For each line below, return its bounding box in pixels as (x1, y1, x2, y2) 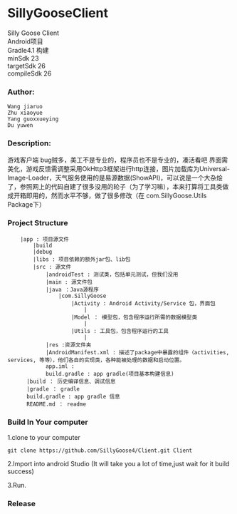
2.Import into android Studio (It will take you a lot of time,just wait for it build (7, 460, 230, 468)
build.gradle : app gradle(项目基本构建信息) (45, 370, 174, 377)
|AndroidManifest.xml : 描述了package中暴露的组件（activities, (45, 349, 230, 356)
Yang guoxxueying (7, 115, 59, 123)
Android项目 (7, 37, 43, 46)
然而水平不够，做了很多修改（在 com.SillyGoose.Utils (51, 191, 207, 200)
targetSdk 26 (7, 61, 46, 70)
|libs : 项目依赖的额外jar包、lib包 (33, 255, 131, 263)
